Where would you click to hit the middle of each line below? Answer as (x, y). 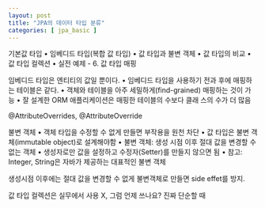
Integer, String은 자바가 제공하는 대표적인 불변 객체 (87, 162)
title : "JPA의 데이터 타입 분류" (57, 23)
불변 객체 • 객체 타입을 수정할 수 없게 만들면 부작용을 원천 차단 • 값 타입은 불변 (129, 132)
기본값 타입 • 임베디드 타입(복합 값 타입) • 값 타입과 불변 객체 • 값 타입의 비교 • (130, 54)
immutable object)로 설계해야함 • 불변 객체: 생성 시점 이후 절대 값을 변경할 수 (137, 142)
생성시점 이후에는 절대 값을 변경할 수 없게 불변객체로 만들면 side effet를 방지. (127, 179)
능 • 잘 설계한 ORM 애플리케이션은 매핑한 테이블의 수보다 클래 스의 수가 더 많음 (130, 100)
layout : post (30, 15)
